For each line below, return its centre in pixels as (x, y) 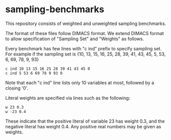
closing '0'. (17, 88)
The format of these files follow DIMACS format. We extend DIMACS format (85, 33)
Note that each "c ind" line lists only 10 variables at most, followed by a (80, 82)
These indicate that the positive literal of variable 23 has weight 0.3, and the (85, 121)
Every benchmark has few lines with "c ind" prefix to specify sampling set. (83, 48)
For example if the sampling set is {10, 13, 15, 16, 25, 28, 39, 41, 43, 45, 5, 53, (86, 54)
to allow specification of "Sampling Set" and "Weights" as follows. (75, 39)
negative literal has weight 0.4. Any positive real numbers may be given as (83, 126)
